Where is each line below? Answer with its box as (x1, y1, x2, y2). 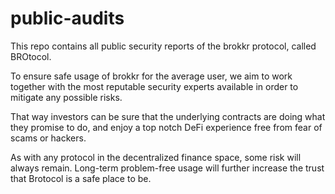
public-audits (10, 7, 125, 30)
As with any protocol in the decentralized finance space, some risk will (10, 151, 302, 163)
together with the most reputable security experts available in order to (10, 80, 299, 92)
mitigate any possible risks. (10, 91, 123, 103)
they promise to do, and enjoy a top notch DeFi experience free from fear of (10, 121, 323, 133)
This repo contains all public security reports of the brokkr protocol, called (10, 40, 317, 52)
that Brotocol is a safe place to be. (10, 172, 152, 184)
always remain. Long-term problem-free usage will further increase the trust (10, 162, 325, 174)
